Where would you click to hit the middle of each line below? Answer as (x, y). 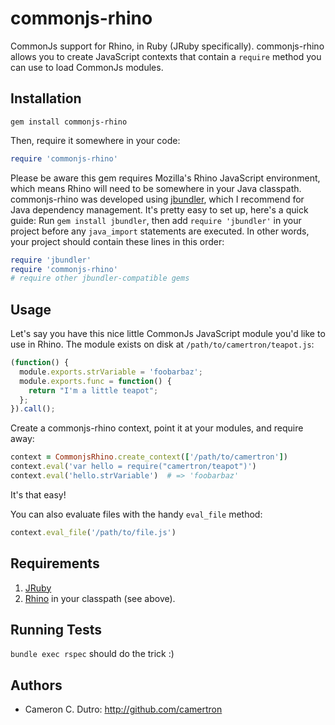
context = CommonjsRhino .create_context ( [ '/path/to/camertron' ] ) (149, 457)
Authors (36, 685)
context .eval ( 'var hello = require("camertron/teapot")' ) (133, 467)
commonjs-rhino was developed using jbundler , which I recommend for (157, 199)
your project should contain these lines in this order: (117, 241)
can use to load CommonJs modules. (87, 67)
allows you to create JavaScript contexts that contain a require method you (166, 56)
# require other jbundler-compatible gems (100, 278)
